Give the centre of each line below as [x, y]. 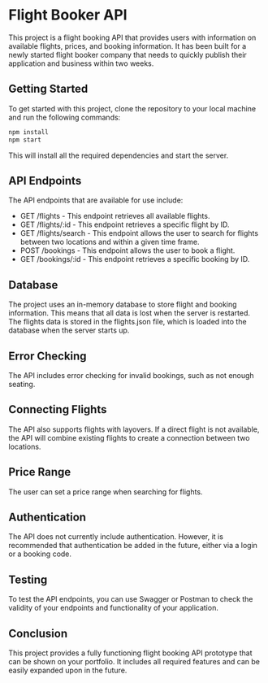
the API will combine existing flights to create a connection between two [129, 437]
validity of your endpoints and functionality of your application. [114, 608]
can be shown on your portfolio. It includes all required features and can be [134, 661]
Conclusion [38, 633]
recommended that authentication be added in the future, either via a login [133, 546]
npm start [25, 140]
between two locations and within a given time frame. [110, 242]
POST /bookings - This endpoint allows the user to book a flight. [128, 250]
